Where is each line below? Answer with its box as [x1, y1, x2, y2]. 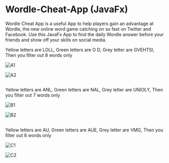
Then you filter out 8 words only [5, 52, 73, 58]
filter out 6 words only [5, 132, 52, 138]
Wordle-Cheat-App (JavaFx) [5, 4, 128, 15]
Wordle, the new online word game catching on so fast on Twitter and [5, 26, 151, 32]
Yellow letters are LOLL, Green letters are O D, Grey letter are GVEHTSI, [5, 46, 155, 53]
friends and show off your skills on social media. [5, 37, 107, 43]
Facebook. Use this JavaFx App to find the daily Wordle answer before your [5, 31, 164, 37]
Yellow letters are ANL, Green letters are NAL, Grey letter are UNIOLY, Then [5, 87, 163, 93]
